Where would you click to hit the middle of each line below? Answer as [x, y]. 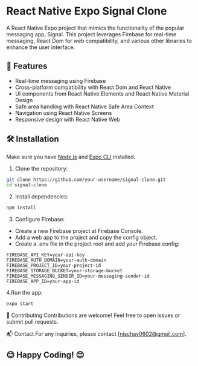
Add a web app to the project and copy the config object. [86, 238]
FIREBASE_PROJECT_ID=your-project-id [54, 266]
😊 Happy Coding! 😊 [45, 355]
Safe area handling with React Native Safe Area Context [84, 106]
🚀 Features [27, 66]
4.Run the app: [25, 293]
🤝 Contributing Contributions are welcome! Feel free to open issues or [93, 315]
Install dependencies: [42, 197]
